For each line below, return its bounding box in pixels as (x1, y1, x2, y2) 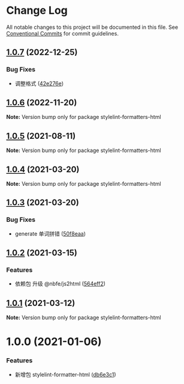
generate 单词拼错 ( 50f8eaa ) (14, 230, 86, 237)
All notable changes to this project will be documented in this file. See (6, 23, 179, 31)
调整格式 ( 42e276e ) (14, 79, 64, 87)
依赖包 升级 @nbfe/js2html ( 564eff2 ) (14, 280, 106, 287)
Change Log (6, 4, 68, 17)
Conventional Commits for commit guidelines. (6, 29, 119, 37)
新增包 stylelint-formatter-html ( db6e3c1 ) (14, 371, 116, 378)
